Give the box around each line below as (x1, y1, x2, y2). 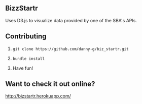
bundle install (12, 56, 45, 61)
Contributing (5, 32, 47, 41)
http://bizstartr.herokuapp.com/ (5, 93, 71, 99)
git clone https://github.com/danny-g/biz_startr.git (12, 46, 129, 51)
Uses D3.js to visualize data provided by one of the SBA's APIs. (5, 17, 137, 23)
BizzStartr (5, 4, 38, 13)
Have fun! (12, 65, 33, 71)
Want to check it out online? (5, 80, 95, 88)
